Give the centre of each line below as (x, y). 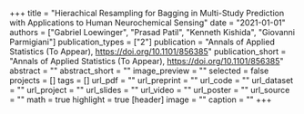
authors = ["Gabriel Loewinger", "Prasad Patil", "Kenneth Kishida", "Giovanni (152, 32)
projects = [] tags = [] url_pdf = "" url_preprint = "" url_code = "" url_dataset (152, 80)
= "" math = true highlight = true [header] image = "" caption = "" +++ (141, 100)
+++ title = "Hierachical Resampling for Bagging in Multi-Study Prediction (147, 13)
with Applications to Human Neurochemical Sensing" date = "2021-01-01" (148, 23)
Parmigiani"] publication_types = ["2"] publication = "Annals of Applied (142, 42)
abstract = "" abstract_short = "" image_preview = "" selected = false (139, 71)
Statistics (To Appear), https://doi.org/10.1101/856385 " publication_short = (148, 52)
